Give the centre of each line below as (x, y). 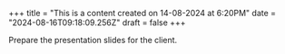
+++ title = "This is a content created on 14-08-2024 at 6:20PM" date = (142, 13)
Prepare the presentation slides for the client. (93, 40)
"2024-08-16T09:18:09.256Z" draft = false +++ (98, 22)
